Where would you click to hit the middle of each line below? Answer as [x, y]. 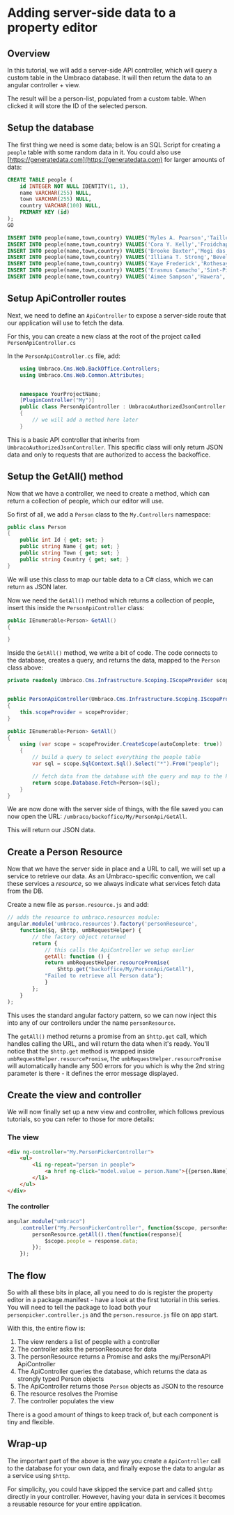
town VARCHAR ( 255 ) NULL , [56, 199]
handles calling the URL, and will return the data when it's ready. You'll [108, 1043]
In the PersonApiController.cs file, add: [64, 356]
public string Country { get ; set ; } [75, 559]
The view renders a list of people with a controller [88, 1342]
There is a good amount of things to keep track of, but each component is [113, 1414]
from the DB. [25, 891]
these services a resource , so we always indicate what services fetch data [114, 884]
